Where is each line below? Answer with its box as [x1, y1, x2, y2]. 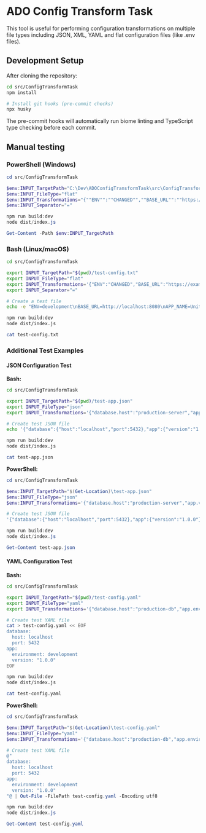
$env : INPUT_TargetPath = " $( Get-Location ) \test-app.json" [6, 488, 152, 494]
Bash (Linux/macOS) [6, 245, 69, 253]
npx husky [6, 106, 32, 113]
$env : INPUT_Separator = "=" [6, 202, 72, 208]
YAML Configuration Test [6, 558, 72, 565]
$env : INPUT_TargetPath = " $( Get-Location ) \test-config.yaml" [6, 724, 161, 731]
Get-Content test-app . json [6, 544, 75, 551]
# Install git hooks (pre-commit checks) [6, 100, 114, 107]
